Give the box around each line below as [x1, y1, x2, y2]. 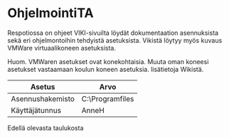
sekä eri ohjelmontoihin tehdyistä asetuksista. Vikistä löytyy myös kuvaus [7, 36, 223, 44]
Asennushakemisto [11, 94, 75, 104]
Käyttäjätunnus [11, 105, 62, 115]
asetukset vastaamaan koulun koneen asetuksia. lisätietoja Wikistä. [7, 65, 204, 73]
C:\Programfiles [81, 94, 134, 104]
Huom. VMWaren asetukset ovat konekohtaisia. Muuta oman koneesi [7, 57, 209, 65]
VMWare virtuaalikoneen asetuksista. [7, 43, 116, 52]
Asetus [30, 82, 55, 92]
